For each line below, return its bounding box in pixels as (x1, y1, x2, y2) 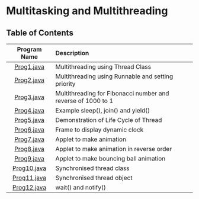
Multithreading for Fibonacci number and (55, 89, 169, 97)
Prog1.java (14, 63, 44, 70)
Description (55, 49, 89, 57)
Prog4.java (14, 107, 44, 114)
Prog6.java (14, 126, 44, 134)
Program (17, 46, 42, 53)
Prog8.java (14, 145, 44, 153)
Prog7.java (14, 135, 44, 143)
